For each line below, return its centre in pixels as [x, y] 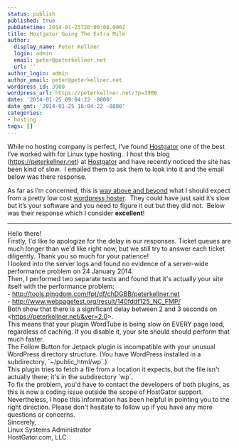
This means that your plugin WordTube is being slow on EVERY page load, [116, 324]
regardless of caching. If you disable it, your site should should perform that [118, 332]
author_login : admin [38, 73]
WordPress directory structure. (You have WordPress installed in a [104, 354]
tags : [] [20, 126]
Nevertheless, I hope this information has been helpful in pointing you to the [118, 399]
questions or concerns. [41, 414]
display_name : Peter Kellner [57, 47]
